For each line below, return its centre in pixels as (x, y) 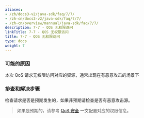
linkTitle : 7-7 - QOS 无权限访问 (37, 32)
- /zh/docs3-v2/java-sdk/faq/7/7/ (40, 14)
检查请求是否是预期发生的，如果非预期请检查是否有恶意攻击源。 (69, 101)
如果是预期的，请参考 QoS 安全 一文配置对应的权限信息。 (74, 111)
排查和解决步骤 (23, 89)
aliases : (14, 9)
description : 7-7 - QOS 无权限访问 (39, 28)
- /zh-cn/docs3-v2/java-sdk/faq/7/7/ (43, 18)
